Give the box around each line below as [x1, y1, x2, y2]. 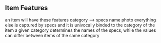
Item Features [5, 4, 48, 12]
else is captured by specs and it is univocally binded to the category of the [5, 22, 155, 28]
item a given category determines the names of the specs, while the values [5, 27, 156, 33]
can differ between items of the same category [5, 32, 100, 38]
